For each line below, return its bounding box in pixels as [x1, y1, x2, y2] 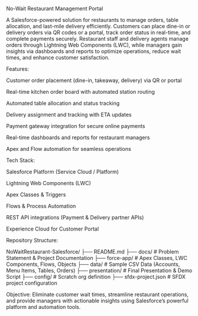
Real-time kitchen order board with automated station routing [6, 88, 155, 95]
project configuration [6, 279, 57, 287]
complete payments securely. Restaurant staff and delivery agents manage [6, 35, 189, 42]
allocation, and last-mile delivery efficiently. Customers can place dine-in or [6, 23, 190, 29]
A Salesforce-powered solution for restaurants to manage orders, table [6, 17, 179, 23]
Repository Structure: [6, 237, 59, 243]
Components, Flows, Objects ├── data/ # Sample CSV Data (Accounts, [6, 261, 180, 268]
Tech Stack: [6, 157, 35, 164]
